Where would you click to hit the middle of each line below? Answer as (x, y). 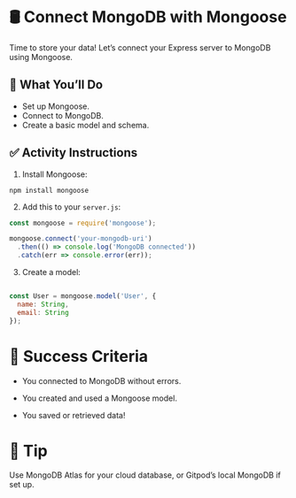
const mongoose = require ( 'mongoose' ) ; (83, 223)
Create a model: (51, 272)
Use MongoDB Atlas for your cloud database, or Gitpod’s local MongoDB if (145, 475)
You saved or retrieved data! (74, 415)
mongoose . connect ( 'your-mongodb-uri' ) (81, 239)
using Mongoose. (41, 57)
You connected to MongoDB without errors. (101, 380)
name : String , (43, 304)
